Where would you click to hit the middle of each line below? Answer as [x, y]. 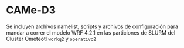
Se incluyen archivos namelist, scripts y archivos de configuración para [92, 26]
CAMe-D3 [31, 10]
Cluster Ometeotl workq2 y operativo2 [51, 39]
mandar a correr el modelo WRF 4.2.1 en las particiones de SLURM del [91, 32]
